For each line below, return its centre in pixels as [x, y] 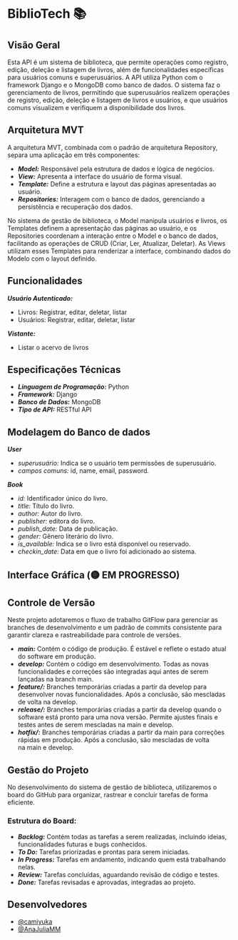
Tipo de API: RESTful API [55, 410]
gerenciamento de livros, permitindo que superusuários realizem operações [119, 92]
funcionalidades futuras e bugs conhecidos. [82, 844]
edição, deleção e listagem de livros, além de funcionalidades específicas [116, 70]
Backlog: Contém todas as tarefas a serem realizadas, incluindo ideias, [122, 836]
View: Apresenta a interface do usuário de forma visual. [100, 176]
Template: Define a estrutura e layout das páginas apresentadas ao [117, 184]
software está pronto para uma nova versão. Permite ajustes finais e [118, 717]
